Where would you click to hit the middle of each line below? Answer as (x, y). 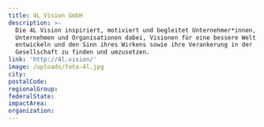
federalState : (32, 96)
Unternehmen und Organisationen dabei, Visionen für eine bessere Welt (136, 37)
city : (17, 74)
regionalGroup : (33, 89)
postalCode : (28, 81)
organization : (32, 111)
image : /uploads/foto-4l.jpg (56, 67)
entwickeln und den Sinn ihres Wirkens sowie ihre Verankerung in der (134, 45)
